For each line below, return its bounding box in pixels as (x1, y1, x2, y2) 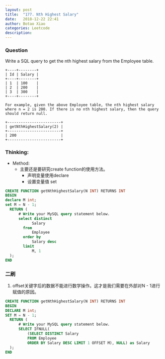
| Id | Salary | (5, 72, 39, 77)
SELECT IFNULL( (18, 327, 50, 332)
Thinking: (5, 149, 29, 156)
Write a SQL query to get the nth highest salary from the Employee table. (5, 58, 154, 64)
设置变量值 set (27, 179, 57, 184)
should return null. (5, 111, 48, 116)
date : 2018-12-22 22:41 (5, 16, 59, 21)
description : (5, 30, 32, 35)
